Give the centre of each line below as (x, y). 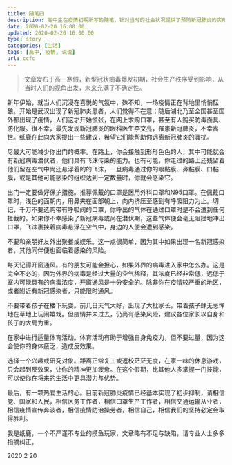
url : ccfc (21, 59)
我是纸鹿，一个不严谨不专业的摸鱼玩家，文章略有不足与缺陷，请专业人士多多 (116, 433)
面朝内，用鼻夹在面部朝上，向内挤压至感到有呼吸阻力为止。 (128, 200)
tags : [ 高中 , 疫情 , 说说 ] (41, 53)
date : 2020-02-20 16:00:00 (46, 26)
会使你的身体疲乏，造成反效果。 (52, 345)
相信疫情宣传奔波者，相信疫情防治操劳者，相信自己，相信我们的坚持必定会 (113, 410)
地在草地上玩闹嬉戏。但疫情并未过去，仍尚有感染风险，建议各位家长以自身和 (116, 314)
